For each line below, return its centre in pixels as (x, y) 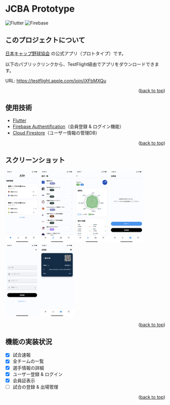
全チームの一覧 (28, 361)
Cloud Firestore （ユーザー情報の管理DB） (56, 133)
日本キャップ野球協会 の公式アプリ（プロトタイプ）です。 (66, 53)
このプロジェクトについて (45, 40)
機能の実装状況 (29, 342)
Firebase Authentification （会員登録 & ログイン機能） (68, 126)
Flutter (20, 120)
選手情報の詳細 (28, 368)
